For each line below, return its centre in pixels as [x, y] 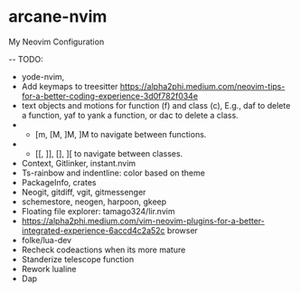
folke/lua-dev [47, 240]
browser [182, 230]
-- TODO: [26, 59]
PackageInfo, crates [59, 182]
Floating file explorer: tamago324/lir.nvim [98, 211]
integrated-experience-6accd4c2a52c [93, 230]
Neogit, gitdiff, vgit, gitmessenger [84, 192]
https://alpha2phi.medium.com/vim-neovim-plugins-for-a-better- [143, 221]
